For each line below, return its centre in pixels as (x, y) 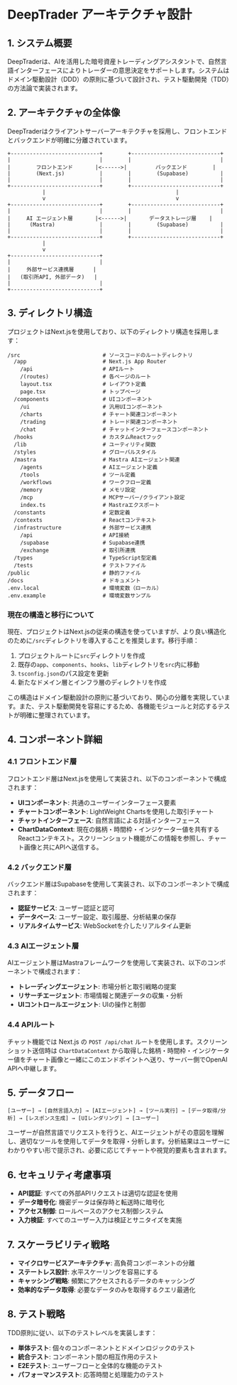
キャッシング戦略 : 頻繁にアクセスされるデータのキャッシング (106, 1280)
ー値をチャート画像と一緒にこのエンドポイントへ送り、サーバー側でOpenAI (118, 1059)
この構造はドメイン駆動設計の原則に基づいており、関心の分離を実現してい (116, 697)
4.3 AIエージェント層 (43, 946)
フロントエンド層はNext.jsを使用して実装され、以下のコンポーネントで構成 (117, 779)
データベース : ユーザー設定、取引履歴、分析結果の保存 (97, 916)
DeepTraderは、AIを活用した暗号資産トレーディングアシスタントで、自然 (114, 62)
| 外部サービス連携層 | (52, 269)
